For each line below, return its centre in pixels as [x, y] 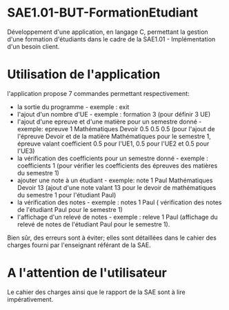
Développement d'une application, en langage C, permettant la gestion [108, 32]
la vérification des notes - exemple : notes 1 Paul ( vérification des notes [119, 202]
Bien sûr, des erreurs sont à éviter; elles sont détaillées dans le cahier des [112, 238]
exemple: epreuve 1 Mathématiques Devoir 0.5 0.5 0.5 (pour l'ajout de [116, 128]
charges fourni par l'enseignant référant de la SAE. [79, 245]
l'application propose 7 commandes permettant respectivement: [98, 93]
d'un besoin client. [33, 46]
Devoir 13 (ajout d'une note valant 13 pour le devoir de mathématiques [117, 187]
